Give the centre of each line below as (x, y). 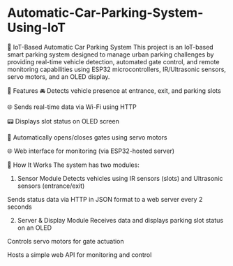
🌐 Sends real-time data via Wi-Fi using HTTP (72, 107)
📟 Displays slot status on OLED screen (63, 121)
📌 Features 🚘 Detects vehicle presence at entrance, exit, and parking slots (114, 90)
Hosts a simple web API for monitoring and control (80, 254)
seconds (20, 207)
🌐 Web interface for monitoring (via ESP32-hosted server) (91, 151)
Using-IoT (37, 28)
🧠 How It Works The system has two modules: (73, 165)
